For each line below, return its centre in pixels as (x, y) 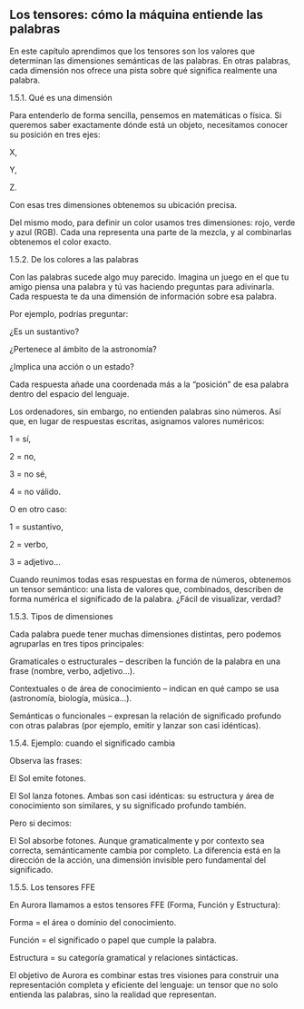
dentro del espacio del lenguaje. (69, 393)
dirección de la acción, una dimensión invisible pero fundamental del (137, 860)
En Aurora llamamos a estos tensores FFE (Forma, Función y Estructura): (145, 905)
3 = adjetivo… (35, 561)
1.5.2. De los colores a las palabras (74, 259)
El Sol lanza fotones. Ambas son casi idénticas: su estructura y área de (142, 796)
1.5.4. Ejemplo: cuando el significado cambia (92, 743)
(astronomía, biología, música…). (71, 697)
